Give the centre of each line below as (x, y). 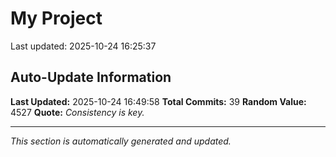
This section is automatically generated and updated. (121, 141)
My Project (56, 18)
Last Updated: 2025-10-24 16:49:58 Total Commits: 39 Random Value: (158, 101)
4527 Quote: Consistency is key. (77, 112)
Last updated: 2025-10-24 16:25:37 (83, 46)
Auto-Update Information (91, 77)
